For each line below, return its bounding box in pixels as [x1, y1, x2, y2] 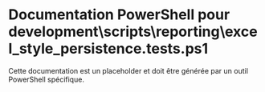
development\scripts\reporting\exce [8, 22, 259, 41]
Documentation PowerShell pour [8, 6, 230, 24]
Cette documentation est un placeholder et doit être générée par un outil [8, 66, 249, 75]
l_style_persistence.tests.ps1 [8, 40, 209, 58]
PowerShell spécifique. [8, 74, 84, 84]
